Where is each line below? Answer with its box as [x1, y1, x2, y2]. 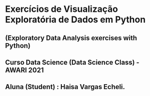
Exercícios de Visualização [5, 3, 118, 15]
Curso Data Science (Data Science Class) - [5, 58, 140, 66]
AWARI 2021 [5, 66, 44, 74]
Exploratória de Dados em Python [5, 14, 146, 25]
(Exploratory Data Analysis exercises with [5, 34, 137, 42]
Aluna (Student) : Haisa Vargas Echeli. [5, 83, 125, 91]
